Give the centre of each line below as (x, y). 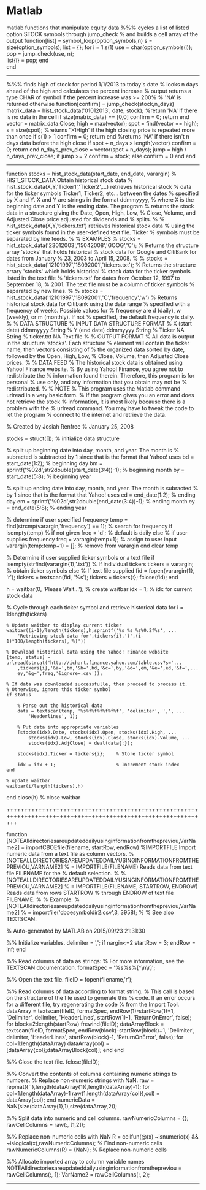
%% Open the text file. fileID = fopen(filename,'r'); (70, 979)
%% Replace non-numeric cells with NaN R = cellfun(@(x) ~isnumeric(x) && (103, 1136)
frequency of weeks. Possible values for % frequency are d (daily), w (93, 310)
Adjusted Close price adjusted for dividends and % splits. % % (86, 219)
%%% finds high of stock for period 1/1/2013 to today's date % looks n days (102, 84)
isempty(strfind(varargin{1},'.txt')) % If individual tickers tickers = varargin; (100, 564)
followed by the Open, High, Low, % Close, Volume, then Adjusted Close (97, 356)
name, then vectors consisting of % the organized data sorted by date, (96, 349)
